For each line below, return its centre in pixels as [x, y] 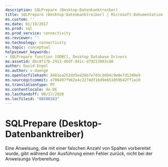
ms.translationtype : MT [30, 85]
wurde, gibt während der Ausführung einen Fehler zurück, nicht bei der [79, 153]
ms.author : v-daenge [27, 71]
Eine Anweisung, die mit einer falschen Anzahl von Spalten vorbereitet [78, 148]
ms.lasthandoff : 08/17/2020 [35, 94]
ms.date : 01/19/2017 [27, 24]
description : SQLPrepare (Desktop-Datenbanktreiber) [62, 10]
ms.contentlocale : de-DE [31, 89]
